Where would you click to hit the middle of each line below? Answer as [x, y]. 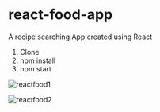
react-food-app [61, 15]
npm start [35, 68]
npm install [38, 60]
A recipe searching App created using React [80, 37]
